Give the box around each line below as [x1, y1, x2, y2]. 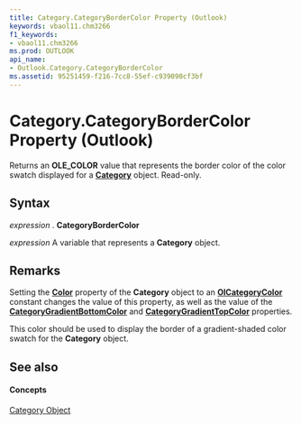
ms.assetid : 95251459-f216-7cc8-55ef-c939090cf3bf [9, 72, 204, 81]
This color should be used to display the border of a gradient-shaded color [9, 324, 287, 335]
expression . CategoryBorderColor [9, 219, 140, 230]
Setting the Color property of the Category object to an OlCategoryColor [9, 287, 283, 298]
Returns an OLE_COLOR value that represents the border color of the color [9, 160, 287, 171]
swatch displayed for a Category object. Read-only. [9, 169, 202, 180]
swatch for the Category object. [9, 333, 129, 344]
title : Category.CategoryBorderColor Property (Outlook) [9, 13, 228, 23]
